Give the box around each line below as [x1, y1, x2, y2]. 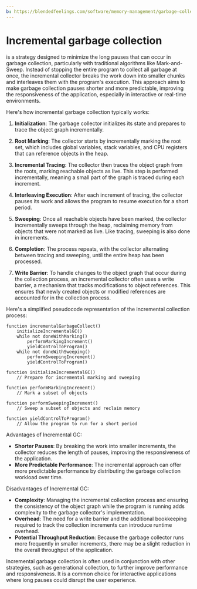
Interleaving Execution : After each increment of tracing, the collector [14, 191, 183, 198]
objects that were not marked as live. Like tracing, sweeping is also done [14, 227, 191, 235]
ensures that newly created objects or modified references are [14, 288, 166, 295]
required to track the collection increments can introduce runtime [14, 521, 172, 529]
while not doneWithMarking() [16, 333, 88, 339]
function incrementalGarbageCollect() [6, 323, 101, 329]
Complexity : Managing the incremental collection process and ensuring [14, 496, 189, 503]
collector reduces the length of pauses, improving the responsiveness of [14, 449, 191, 456]
